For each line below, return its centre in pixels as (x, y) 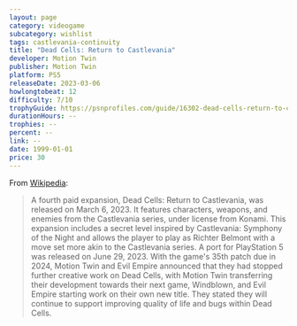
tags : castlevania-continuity (65, 42)
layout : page (33, 17)
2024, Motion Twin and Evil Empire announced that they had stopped (156, 266)
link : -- (25, 141)
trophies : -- (33, 125)
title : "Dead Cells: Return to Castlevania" (92, 50)
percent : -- (31, 133)
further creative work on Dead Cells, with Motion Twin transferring (152, 275)
